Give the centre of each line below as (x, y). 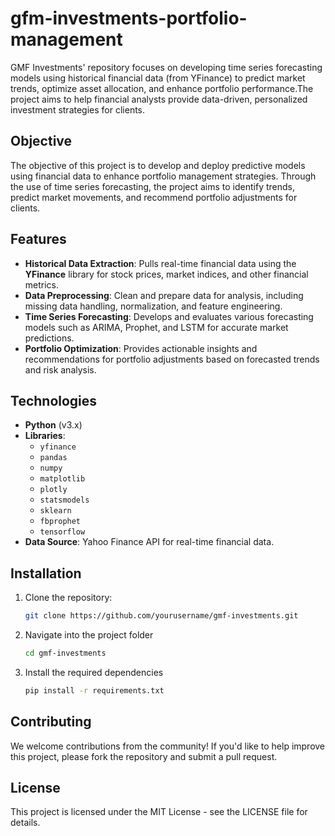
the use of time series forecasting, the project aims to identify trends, (153, 186)
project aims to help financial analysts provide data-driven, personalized (159, 99)
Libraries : (45, 436)
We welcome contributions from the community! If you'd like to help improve (168, 746)
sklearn (55, 511)
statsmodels (64, 500)
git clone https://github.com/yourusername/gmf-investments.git (161, 616)
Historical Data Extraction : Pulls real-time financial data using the (160, 263)
